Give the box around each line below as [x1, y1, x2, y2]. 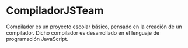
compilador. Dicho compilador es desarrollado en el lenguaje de [6, 29, 159, 36]
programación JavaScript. [6, 35, 69, 42]
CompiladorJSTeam [6, 4, 104, 17]
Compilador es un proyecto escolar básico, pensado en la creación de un [6, 23, 182, 30]
